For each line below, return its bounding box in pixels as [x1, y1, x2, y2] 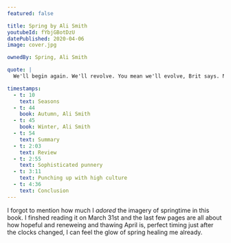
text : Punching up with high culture [19, 174, 128, 182]
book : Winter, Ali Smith [19, 124, 91, 130]
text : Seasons [19, 97, 60, 105]
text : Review [19, 149, 57, 156]
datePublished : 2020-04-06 [7, 35, 85, 42]
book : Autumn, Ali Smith [19, 111, 91, 117]
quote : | [7, 67, 32, 73]
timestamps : [7, 85, 41, 92]
